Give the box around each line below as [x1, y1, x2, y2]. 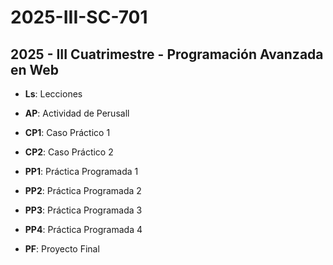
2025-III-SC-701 [10, 6, 148, 29]
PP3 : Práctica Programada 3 [24, 204, 143, 216]
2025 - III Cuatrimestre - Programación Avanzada [10, 46, 324, 63]
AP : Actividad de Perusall [24, 107, 130, 119]
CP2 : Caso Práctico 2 [24, 146, 114, 158]
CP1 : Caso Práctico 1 [24, 127, 111, 138]
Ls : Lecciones [24, 88, 83, 100]
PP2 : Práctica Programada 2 [24, 185, 142, 196]
